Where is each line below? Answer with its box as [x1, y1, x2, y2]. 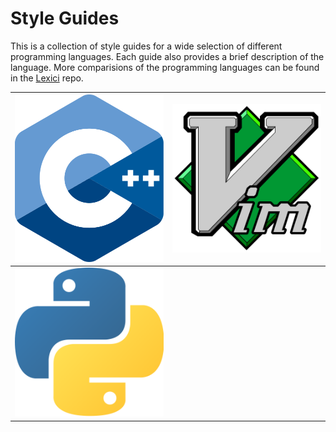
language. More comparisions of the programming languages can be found [10, 61, 320, 73]
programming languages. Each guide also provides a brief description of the [10, 50, 325, 62]
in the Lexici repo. [10, 72, 84, 84]
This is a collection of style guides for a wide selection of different [10, 40, 283, 52]
